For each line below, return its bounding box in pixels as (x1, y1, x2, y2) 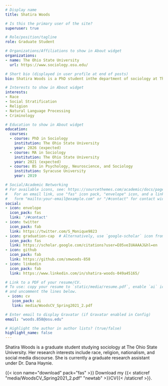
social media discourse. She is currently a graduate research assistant (5, 355, 150, 361)
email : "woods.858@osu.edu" (5, 316, 64, 322)
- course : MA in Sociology (9, 150, 66, 155)
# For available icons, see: (5, 187, 66, 192)
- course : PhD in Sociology (9, 136, 68, 141)
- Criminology (5, 113, 35, 118)
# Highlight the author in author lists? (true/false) (5, 326, 122, 331)
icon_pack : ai (11, 298, 41, 303)
